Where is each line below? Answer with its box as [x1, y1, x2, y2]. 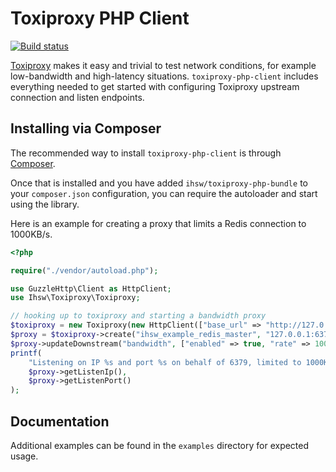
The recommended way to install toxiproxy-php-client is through [10, 147, 282, 159]
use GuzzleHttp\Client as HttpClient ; [10, 283, 172, 294]
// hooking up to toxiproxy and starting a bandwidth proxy [10, 311, 267, 321]
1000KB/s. [10, 228, 53, 240]
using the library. [10, 198, 80, 210]
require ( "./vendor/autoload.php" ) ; [10, 265, 159, 276]
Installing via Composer [10, 120, 162, 137]
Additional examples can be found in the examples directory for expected [10, 439, 310, 451]
